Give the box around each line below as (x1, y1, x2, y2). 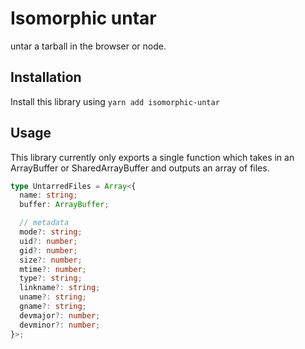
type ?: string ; (19, 273, 83, 284)
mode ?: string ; (19, 227, 83, 237)
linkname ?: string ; (19, 283, 101, 293)
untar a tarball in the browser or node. (10, 40, 167, 52)
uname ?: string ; (19, 292, 87, 302)
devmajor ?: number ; (19, 310, 101, 321)
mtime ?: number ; (19, 264, 87, 274)
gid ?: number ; (19, 245, 78, 256)
